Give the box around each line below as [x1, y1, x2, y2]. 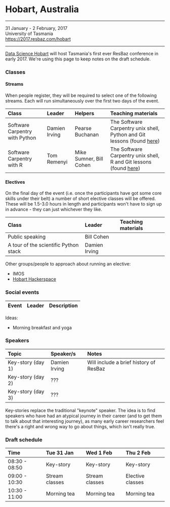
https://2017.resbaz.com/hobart [5, 36, 71, 42]
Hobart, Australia [5, 4, 79, 15]
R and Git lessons [110, 158, 152, 165]
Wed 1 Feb [86, 449, 112, 456]
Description [49, 302, 78, 309]
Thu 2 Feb [125, 449, 151, 456]
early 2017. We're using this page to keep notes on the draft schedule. [5, 56, 151, 62]
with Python [8, 134, 36, 142]
